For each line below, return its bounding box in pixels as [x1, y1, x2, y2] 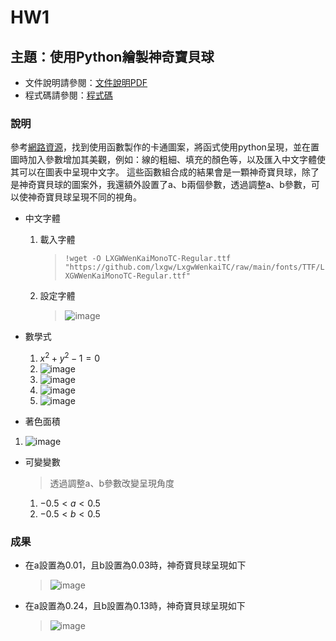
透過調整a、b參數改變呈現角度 [49, 477, 175, 489]
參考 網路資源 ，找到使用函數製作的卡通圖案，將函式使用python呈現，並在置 [10, 141, 320, 153]
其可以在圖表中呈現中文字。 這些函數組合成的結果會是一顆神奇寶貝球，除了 [10, 166, 320, 178]
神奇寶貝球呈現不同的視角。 [27, 191, 142, 203]
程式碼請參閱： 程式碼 [24, 89, 113, 101]
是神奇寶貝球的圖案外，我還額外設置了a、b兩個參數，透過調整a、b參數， [10, 179, 312, 191]
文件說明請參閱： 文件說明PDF [24, 77, 148, 88]
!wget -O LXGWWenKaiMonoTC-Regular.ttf [64, 254, 232, 264]
